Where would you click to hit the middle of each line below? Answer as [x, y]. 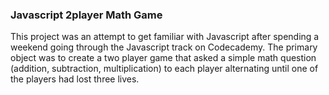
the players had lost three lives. [75, 79]
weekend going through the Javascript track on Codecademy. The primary [164, 47]
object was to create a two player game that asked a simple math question [163, 58]
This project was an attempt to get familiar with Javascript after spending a [165, 37]
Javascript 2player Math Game [86, 15]
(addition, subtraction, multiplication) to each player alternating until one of [164, 69]
